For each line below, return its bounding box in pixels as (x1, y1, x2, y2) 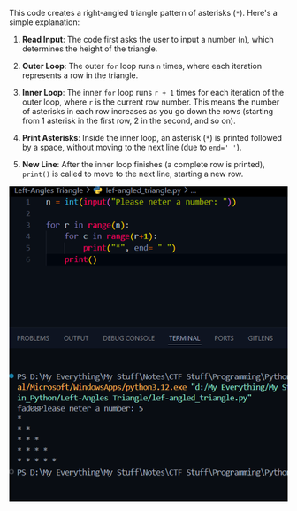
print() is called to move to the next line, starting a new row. (21, 168, 244, 179)
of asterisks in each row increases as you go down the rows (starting (21, 106, 274, 116)
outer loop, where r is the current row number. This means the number (21, 97, 280, 107)
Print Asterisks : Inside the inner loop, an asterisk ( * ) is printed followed (21, 133, 283, 143)
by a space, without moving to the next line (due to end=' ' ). (21, 142, 242, 152)
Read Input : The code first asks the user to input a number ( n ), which (21, 35, 274, 44)
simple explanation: (9, 17, 80, 27)
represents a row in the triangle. (21, 70, 139, 81)
